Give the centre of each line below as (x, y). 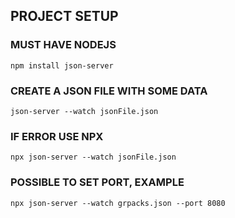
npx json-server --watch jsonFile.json (93, 157)
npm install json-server (62, 65)
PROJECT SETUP (64, 16)
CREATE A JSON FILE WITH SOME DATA (109, 91)
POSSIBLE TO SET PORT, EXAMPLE (97, 182)
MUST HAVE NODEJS (63, 45)
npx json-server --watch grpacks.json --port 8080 (118, 203)
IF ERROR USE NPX (57, 136)
